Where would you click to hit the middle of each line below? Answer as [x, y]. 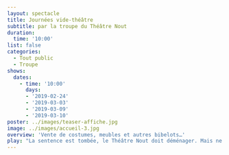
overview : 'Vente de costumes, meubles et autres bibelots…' [96, 134]
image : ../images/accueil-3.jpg [53, 128]
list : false [24, 45]
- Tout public [33, 58]
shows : [16, 71]
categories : [24, 52]
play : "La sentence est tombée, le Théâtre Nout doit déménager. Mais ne [115, 141]
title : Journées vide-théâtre [50, 20]
